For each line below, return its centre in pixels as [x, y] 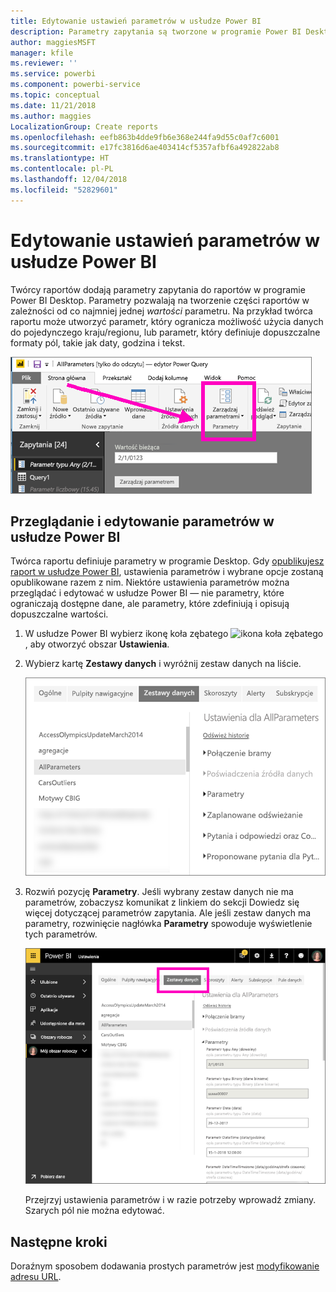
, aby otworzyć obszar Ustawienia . [97, 644]
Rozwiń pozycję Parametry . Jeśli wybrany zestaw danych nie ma [159, 892]
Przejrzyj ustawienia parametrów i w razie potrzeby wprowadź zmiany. [170, 1200]
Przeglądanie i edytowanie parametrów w [142, 521]
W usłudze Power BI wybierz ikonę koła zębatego [126, 634]
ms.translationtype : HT [60, 158]
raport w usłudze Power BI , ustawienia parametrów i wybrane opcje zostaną [167, 572]
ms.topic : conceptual [55, 95]
